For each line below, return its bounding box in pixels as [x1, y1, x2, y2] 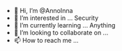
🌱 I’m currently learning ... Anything [13, 21, 116, 29]
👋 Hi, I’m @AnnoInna [13, 7, 73, 14]
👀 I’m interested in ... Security [13, 14, 99, 22]
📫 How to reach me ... [13, 37, 79, 44]
